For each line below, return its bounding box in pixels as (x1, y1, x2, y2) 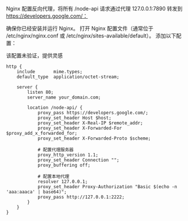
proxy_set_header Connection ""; (37, 157, 119, 163)
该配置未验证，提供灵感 (6, 52, 63, 59)
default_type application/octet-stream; (16, 74, 119, 80)
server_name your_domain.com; (27, 94, 101, 100)
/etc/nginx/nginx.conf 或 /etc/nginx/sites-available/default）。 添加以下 (6, 32, 177, 39)
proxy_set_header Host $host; (37, 115, 112, 121)
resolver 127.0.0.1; (37, 179, 88, 185)
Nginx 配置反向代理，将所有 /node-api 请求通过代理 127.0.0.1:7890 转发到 (6, 5, 183, 12)
